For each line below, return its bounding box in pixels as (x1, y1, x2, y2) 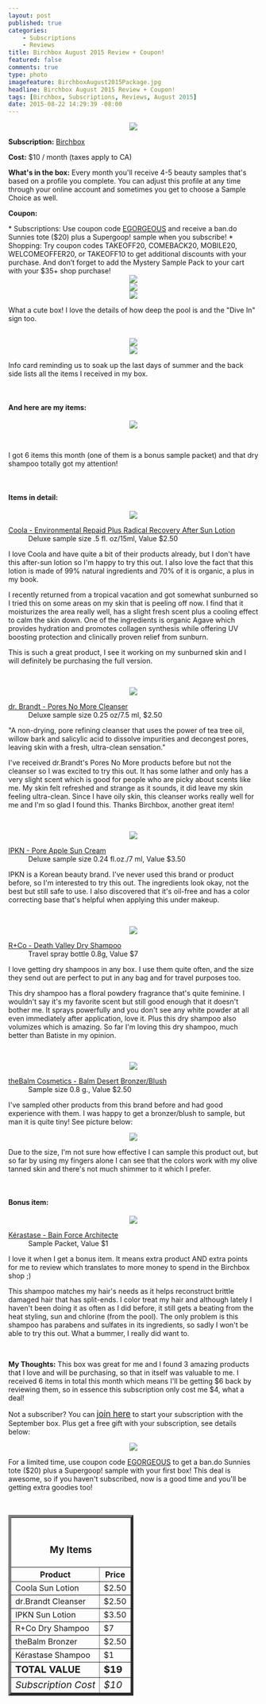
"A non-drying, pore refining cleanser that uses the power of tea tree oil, (8, 725, 245, 735)
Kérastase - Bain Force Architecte (8, 1230, 119, 1240)
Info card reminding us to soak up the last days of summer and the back (8, 361, 244, 370)
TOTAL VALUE (15, 1663, 81, 1675)
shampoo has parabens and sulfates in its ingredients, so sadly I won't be (8, 1320, 249, 1330)
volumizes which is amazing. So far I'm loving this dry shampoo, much (8, 1022, 238, 1032)
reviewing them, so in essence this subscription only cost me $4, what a (8, 1384, 245, 1394)
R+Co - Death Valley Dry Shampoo (8, 940, 121, 950)
